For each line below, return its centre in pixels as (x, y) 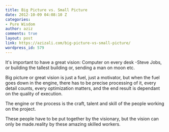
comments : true (21, 34)
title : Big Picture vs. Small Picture (46, 10)
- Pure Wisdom (20, 24)
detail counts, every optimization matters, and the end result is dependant (83, 88)
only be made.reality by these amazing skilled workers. (63, 124)
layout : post (19, 39)
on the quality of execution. (34, 93)
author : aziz (19, 29)
